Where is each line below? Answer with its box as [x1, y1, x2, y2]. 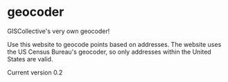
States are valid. [7, 54, 53, 63]
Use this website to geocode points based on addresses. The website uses [7, 40, 222, 48]
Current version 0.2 [7, 68, 63, 76]
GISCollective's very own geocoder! [7, 27, 110, 35]
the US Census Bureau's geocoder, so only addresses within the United [7, 48, 211, 56]
